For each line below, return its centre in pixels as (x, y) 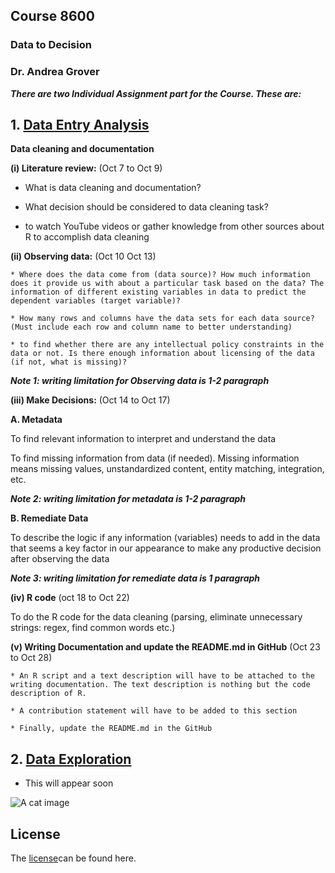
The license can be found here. (73, 858)
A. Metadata (36, 420)
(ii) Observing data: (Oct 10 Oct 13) (83, 256)
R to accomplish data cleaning (87, 237)
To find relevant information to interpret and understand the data (143, 439)
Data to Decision (51, 45)
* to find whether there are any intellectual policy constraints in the (167, 345)
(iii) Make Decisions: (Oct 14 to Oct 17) (90, 400)
